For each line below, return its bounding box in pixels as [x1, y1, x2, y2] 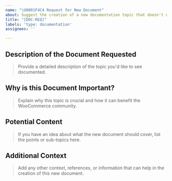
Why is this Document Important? [5, 84, 115, 93]
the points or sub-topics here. [17, 137, 81, 143]
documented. [17, 69, 46, 75]
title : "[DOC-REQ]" [5, 17, 47, 22]
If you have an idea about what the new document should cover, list [17, 131, 161, 137]
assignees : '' [5, 27, 36, 32]
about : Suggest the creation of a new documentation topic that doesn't [5, 12, 164, 17]
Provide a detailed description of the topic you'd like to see [17, 63, 142, 70]
